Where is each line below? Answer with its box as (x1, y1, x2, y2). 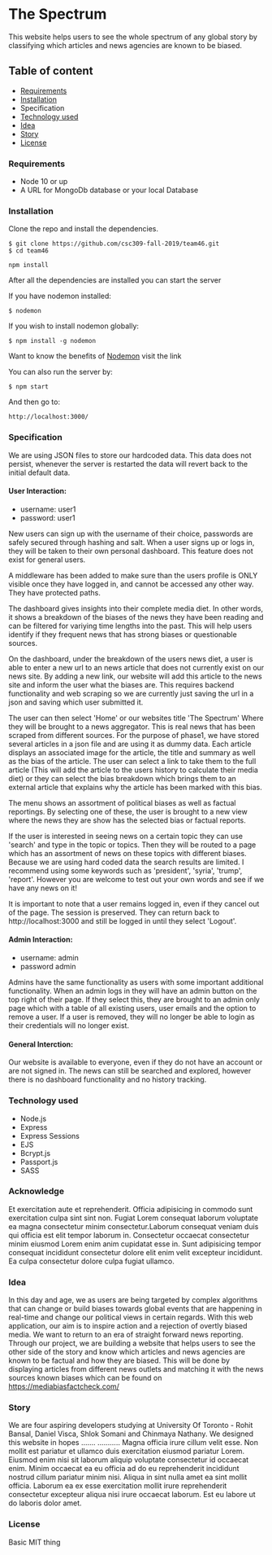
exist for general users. (8, 555, 86, 564)
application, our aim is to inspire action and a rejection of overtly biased (8, 1321, 248, 1331)
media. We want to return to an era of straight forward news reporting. (8, 1329, 244, 1340)
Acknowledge (8, 1186, 65, 1197)
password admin (19, 962, 76, 972)
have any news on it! (8, 883, 77, 893)
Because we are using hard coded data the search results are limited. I (8, 857, 244, 867)
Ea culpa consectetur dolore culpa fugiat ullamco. (8, 1256, 175, 1266)
